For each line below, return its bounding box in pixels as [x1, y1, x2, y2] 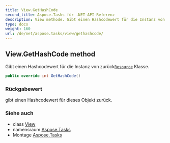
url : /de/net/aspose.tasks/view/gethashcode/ [5, 31, 103, 36]
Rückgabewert [5, 85, 42, 92]
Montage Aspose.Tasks [12, 132, 62, 138]
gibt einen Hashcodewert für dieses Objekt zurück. [5, 97, 112, 103]
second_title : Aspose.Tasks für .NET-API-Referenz [5, 12, 115, 17]
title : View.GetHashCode [5, 7, 58, 13]
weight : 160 [5, 26, 31, 32]
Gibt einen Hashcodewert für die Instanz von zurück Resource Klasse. [5, 63, 150, 69]
